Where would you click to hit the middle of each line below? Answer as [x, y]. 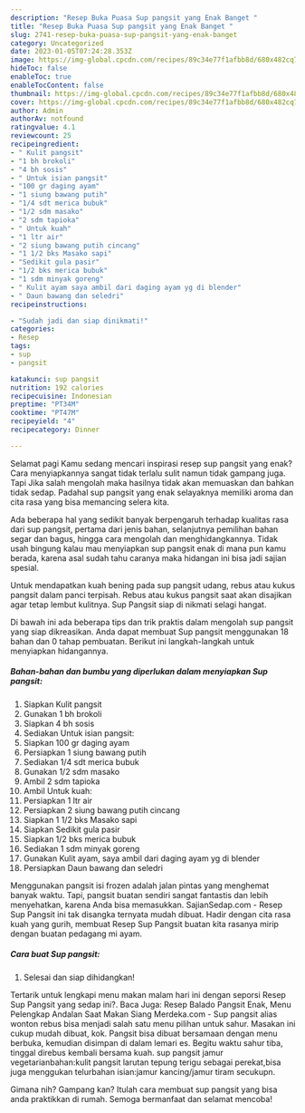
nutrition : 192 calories [57, 387]
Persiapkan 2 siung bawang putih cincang [101, 810]
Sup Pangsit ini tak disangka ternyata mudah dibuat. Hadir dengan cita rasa [151, 914]
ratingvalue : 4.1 [43, 128]
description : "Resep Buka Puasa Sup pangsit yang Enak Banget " [134, 18]
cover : [23, 102]
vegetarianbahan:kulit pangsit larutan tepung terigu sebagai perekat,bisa [146, 1062]
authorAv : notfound [47, 119]
